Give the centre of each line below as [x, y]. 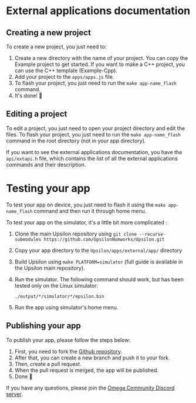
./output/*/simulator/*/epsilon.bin [59, 296]
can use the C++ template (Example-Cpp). [66, 71]
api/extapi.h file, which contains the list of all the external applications [92, 158]
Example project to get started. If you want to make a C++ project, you [100, 64]
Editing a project [37, 114]
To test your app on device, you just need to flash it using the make [86, 205]
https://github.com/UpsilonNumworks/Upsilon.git [104, 239]
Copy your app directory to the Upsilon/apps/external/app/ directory [98, 250]
